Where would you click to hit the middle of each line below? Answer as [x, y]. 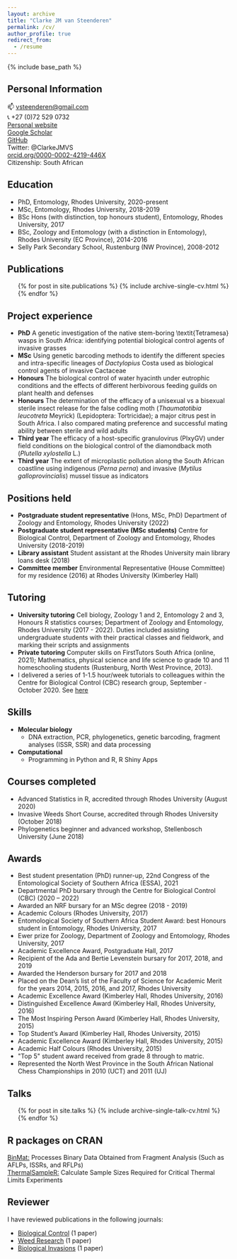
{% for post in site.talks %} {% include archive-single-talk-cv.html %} [119, 1111]
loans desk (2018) [44, 561]
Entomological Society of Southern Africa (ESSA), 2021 [98, 883]
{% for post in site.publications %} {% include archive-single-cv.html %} [123, 286]
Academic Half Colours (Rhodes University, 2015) [90, 1049]
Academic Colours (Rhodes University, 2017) [83, 913]
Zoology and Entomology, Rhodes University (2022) [93, 523]
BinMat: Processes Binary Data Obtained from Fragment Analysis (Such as [116, 1157]
